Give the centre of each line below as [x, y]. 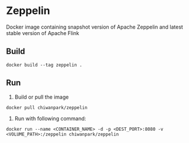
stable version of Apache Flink [43, 33]
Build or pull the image [42, 97]
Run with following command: [50, 118]
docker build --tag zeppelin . [44, 65]
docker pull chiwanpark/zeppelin [47, 107]
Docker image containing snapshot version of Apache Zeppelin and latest [94, 27]
